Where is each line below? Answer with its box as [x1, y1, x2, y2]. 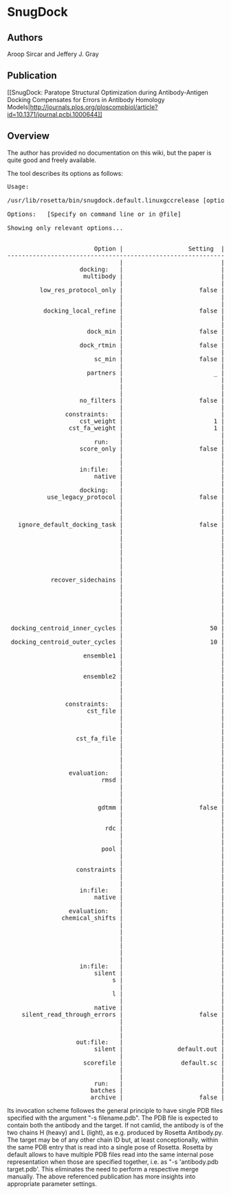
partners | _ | [87, 368, 225, 377]
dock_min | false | [87, 327, 225, 335]
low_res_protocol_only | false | [39, 286, 225, 294]
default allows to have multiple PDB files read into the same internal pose [7, 1150, 214, 1158]
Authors [7, 32, 43, 43]
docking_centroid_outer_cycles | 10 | [10, 638, 225, 646]
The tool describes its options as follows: [7, 169, 124, 177]
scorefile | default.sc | [83, 1058, 225, 1067]
